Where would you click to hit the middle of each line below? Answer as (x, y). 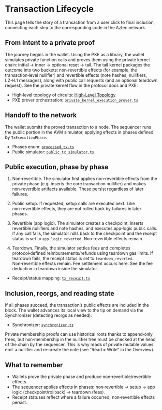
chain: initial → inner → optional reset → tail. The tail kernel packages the (78, 65)
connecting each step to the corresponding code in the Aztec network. (76, 27)
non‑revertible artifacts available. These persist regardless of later (78, 189)
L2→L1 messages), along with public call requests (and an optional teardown (81, 80)
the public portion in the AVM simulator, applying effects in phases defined (79, 132)
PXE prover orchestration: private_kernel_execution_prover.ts (75, 100)
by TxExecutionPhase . (26, 137)
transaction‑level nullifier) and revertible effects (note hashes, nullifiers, (76, 75)
